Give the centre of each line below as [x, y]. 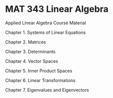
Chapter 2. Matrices [26, 42]
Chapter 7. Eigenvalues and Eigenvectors [47, 90]
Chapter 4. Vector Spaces [32, 61]
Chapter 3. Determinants [30, 51]
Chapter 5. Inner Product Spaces [39, 71]
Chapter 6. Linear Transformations [40, 80]
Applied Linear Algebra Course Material [46, 23]
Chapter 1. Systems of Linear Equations [46, 32]
